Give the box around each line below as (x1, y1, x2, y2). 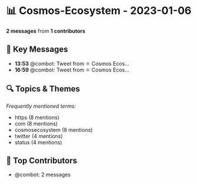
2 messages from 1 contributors (6, 27, 86, 35)
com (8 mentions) (14, 120, 58, 127)
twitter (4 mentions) (14, 132, 63, 139)
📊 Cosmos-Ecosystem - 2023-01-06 (6, 4, 192, 18)
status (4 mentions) (14, 138, 62, 146)
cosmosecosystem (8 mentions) (14, 126, 93, 133)
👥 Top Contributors (6, 155, 78, 165)
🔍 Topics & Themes (6, 84, 81, 94)
